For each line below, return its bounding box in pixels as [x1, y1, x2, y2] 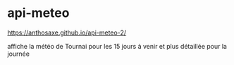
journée [7, 49, 30, 58]
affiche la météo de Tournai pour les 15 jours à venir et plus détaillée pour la [7, 42, 228, 50]
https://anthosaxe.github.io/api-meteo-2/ [7, 28, 127, 37]
